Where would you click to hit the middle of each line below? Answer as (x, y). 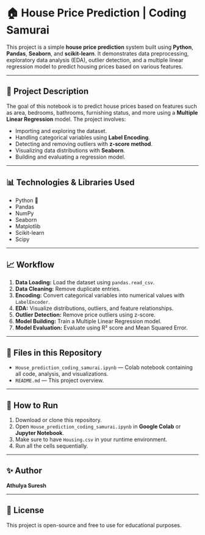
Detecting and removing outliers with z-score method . (84, 144)
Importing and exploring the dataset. (61, 131)
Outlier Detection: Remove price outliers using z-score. (85, 315)
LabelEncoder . (32, 302)
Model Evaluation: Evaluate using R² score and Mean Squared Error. (101, 328)
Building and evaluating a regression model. (70, 157)
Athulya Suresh (27, 485)
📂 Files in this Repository (54, 353)
